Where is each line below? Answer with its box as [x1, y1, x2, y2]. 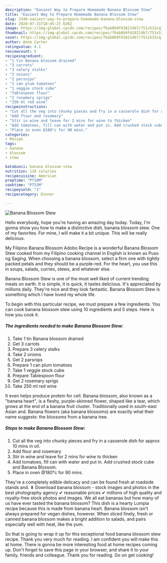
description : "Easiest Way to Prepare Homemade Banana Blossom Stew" [5, 7, 153, 12]
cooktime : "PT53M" [5, 182, 43, 188]
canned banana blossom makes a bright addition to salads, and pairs [5, 516, 146, 522]
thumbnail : [5, 30, 28, 35]
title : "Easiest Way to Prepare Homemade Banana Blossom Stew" [5, 12, 139, 17]
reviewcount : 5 [5, 49, 37, 54]
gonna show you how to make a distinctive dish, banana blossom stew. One [5, 225, 160, 231]
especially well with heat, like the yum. [5, 521, 84, 527]
